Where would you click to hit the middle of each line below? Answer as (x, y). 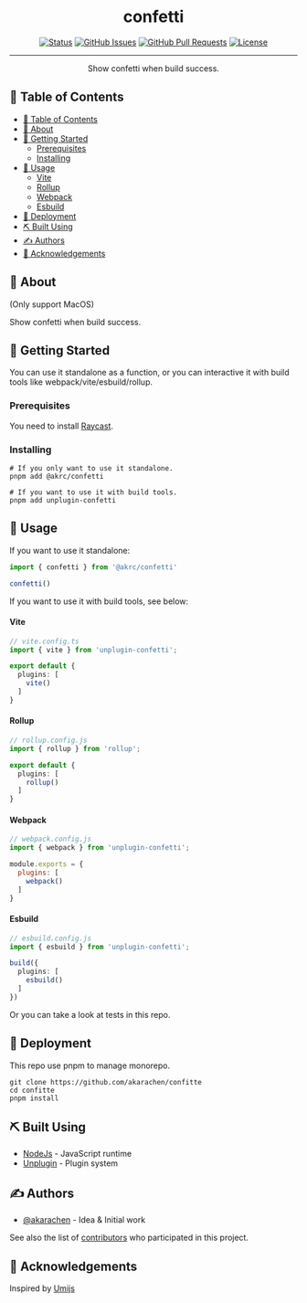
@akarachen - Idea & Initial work (84, 1220)
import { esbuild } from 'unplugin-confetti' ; (100, 947)
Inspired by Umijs (42, 1288)
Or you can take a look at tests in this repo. (90, 1014)
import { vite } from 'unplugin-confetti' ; (94, 650)
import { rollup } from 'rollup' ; (75, 748)
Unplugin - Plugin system (70, 1163)
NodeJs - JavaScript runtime (77, 1154)
